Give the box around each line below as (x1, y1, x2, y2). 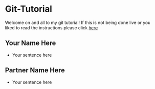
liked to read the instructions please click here (5, 24, 98, 30)
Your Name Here (5, 39, 56, 47)
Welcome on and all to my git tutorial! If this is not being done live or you (5, 20, 151, 25)
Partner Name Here (5, 66, 65, 74)
